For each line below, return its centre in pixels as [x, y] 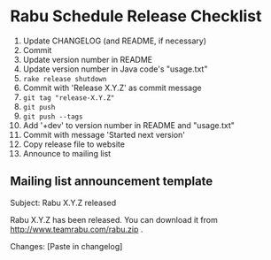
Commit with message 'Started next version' [104, 134]
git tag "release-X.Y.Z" [69, 98]
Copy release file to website [74, 144]
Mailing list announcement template [112, 182]
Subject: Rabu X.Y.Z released [63, 203]
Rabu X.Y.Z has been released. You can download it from [114, 219]
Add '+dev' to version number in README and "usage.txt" [129, 125]
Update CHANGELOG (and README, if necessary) [115, 41]
